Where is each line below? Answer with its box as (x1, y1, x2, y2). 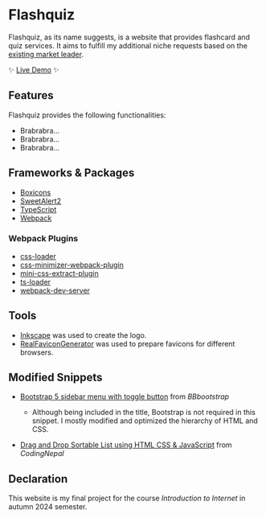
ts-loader (19, 277, 51, 286)
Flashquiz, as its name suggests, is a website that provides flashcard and (8, 32, 251, 42)
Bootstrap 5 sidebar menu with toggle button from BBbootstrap (19, 392, 230, 401)
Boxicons (19, 187, 51, 197)
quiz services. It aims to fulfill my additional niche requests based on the (8, 40, 248, 50)
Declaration (8, 472, 68, 486)
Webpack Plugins (8, 233, 79, 245)
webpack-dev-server (19, 286, 91, 295)
